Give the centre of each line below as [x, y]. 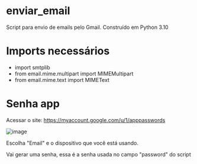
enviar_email [38, 11]
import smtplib [32, 67]
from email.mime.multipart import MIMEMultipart [74, 73]
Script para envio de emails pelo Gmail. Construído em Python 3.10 [87, 27]
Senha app [33, 104]
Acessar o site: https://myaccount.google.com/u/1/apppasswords [86, 120]
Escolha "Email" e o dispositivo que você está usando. [72, 143]
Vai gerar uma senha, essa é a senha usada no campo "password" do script [98, 154]
